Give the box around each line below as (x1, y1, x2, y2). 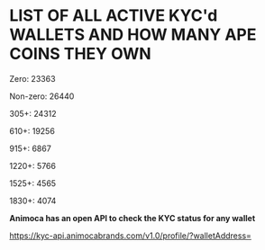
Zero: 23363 (9, 73, 56, 84)
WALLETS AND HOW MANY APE (9, 24, 257, 45)
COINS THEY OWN (9, 44, 151, 64)
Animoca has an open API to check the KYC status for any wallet (9, 212, 256, 223)
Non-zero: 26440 (9, 91, 75, 102)
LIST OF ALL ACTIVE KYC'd (9, 5, 218, 26)
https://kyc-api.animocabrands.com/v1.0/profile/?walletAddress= (9, 230, 252, 241)
